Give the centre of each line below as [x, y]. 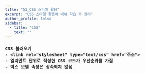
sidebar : [14, 23]
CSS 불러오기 [18, 48]
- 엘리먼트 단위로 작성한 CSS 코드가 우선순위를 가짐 [59, 61]
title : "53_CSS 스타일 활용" [32, 9]
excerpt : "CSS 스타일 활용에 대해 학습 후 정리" [49, 14]
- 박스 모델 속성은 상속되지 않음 [39, 67]
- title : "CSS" [25, 28]
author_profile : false [28, 18]
